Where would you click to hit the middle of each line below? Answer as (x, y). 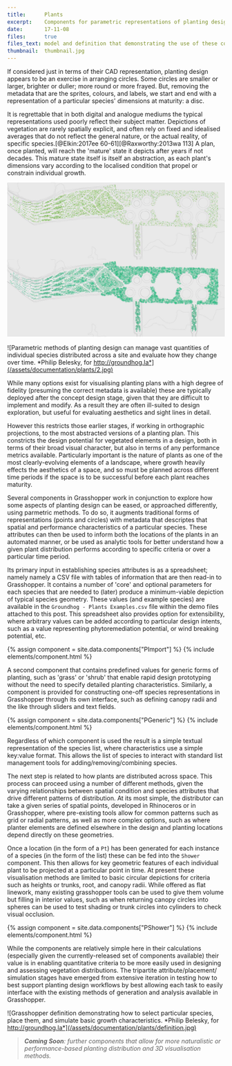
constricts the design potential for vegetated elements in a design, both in (112, 440)
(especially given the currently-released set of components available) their (113, 956)
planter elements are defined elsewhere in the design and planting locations (115, 828)
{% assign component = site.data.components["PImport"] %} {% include (111, 650)
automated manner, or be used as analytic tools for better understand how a (116, 542)
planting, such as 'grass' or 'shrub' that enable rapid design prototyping (109, 677)
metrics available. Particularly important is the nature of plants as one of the (115, 455)
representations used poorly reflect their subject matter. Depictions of (106, 122)
